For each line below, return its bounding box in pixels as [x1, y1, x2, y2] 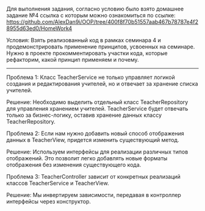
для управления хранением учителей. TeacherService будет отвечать [6, 105, 189, 112]
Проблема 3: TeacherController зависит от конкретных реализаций [6, 173, 181, 180]
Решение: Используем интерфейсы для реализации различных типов [6, 148, 189, 155]
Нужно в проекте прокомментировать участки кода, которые [6, 50, 168, 57]
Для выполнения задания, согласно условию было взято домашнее [6, 6, 184, 12]
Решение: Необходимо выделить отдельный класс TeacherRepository [6, 98, 189, 106]
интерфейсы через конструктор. [6, 198, 92, 205]
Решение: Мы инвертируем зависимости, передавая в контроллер [6, 191, 181, 198]
